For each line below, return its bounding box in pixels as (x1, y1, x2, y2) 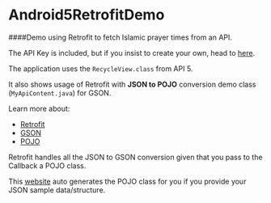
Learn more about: (8, 104, 70, 113)
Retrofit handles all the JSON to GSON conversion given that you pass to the (8, 152, 263, 162)
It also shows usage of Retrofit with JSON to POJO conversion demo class (8, 79, 256, 89)
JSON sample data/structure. (8, 184, 106, 195)
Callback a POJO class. (8, 160, 87, 171)
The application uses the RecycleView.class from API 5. (8, 63, 193, 74)
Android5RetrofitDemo (8, 6, 165, 24)
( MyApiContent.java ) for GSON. (8, 87, 112, 98)
